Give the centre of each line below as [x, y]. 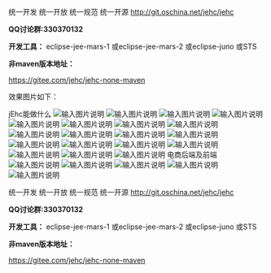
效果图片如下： [33, 97]
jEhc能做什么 [30, 114]
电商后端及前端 [192, 154]
